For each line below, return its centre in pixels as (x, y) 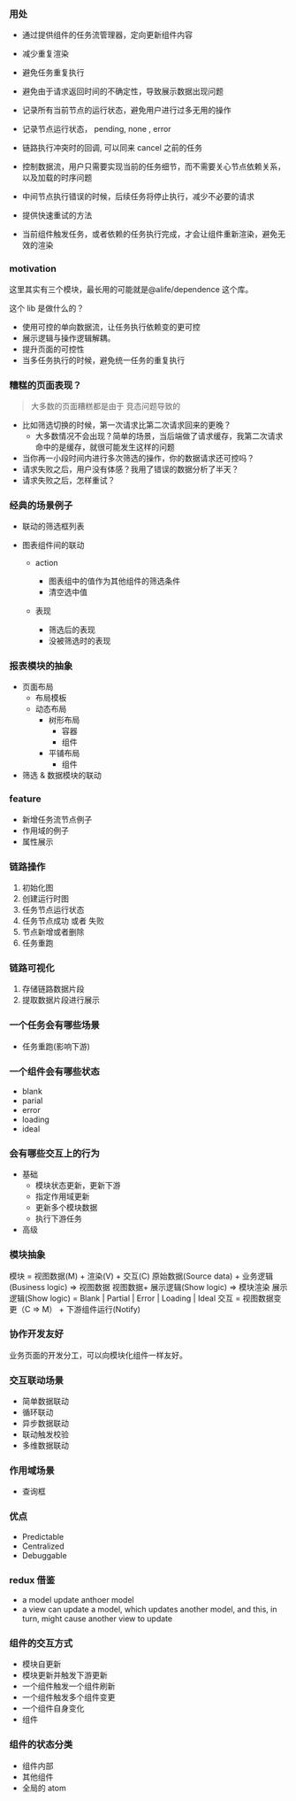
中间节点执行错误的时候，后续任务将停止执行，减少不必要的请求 (138, 197)
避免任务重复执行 (53, 73)
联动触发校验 (45, 1434)
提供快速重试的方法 (57, 215)
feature (25, 799)
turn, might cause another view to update (97, 1619)
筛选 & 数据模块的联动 (61, 776)
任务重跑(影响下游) (56, 1046)
